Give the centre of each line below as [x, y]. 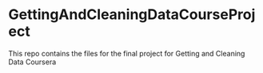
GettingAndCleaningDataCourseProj [132, 15]
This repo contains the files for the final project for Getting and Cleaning [127, 53]
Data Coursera [32, 62]
